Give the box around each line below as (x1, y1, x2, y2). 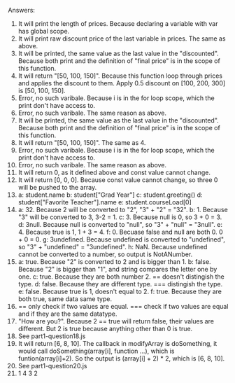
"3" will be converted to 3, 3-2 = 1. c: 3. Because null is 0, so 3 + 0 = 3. (17, 213, 222, 221)
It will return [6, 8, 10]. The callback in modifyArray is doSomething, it (17, 340, 218, 347)
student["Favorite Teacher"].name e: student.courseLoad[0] (17, 198, 192, 206)
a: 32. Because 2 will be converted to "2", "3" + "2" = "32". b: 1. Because (17, 206, 228, 214)
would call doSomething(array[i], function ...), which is (17, 347, 175, 355)
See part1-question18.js (17, 332, 86, 340)
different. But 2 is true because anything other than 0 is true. (17, 325, 193, 333)
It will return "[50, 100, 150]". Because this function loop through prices (17, 71, 223, 80)
